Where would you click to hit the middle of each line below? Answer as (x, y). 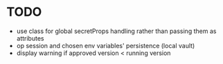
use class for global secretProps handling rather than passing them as (116, 31)
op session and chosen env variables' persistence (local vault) (106, 45)
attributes (30, 38)
